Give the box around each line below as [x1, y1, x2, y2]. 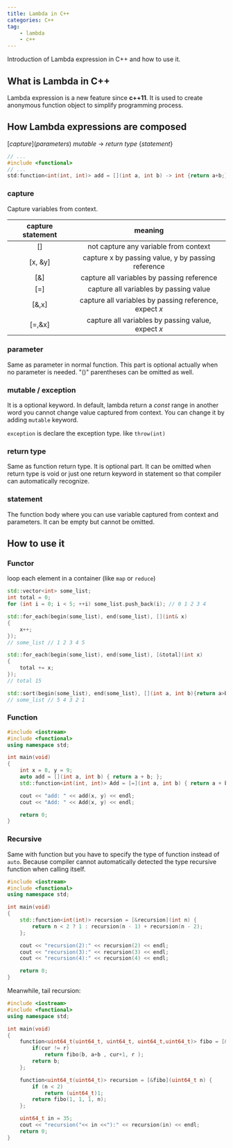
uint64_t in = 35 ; [19, 1115, 73, 1122]
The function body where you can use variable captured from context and [7, 510, 218, 518]
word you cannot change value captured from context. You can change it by [7, 408, 225, 417]
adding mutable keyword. [7, 416, 78, 424]
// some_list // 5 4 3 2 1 [7, 696, 85, 704]
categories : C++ [7, 17, 54, 24]
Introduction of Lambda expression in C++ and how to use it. [7, 55, 181, 63]
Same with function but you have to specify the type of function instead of [7, 850, 220, 858]
